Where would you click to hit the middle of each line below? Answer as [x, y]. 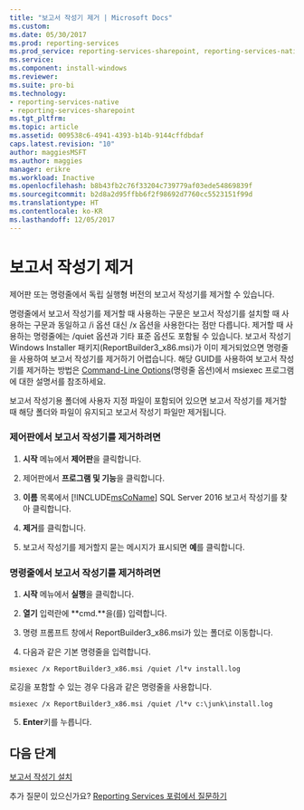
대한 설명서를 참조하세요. [62, 381]
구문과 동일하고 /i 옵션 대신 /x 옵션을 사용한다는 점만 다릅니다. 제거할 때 [158, 324]
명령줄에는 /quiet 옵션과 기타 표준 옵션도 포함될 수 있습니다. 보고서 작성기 [162, 336]
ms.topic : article [44, 128]
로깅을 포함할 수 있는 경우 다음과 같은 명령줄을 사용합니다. [111, 687]
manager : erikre [40, 169]
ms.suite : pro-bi [42, 85]
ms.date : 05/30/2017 [48, 34]
